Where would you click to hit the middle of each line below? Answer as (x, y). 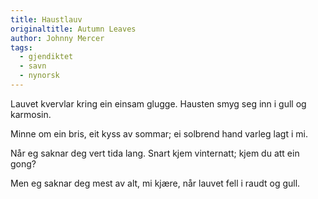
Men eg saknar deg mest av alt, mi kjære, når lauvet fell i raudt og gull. (155, 183)
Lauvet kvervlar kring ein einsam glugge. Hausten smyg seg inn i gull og (158, 103)
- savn (33, 66)
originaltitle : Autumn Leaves (73, 29)
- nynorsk (39, 76)
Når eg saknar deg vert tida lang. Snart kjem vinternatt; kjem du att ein (155, 153)
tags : (21, 47)
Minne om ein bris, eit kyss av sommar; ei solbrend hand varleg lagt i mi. (159, 133)
